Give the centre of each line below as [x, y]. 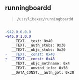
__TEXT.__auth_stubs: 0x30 [39, 46]
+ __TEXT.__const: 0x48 [30, 59]
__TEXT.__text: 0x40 [32, 41]
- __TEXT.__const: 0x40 [30, 55]
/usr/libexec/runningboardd [45, 19]
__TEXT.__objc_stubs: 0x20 [39, 50]
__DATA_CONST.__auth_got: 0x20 [43, 72]
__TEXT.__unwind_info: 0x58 [39, 68]
